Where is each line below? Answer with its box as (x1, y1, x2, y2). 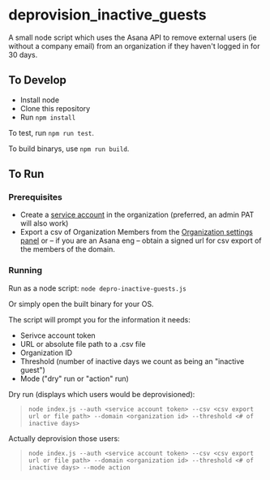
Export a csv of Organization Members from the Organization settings (19, 227, 253, 237)
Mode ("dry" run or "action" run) (19, 374, 130, 383)
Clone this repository (19, 103, 91, 113)
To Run (8, 167, 45, 181)
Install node (19, 95, 59, 105)
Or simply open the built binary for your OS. (8, 299, 154, 309)
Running (8, 265, 43, 276)
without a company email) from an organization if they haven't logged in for (8, 41, 260, 50)
